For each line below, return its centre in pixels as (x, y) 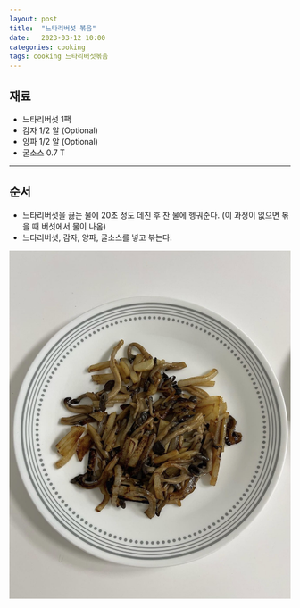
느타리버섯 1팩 (46, 119)
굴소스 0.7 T (43, 153)
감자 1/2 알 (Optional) (60, 130)
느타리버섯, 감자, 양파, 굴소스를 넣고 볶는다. (97, 237)
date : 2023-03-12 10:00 (57, 37)
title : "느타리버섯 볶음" (53, 28)
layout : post (33, 19)
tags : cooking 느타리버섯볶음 (59, 57)
